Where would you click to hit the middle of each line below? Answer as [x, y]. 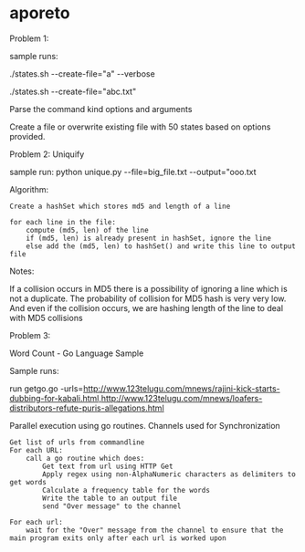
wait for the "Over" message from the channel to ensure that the [155, 530]
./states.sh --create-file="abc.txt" [73, 91]
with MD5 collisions [47, 318]
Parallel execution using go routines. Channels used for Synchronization [145, 425]
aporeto [40, 13]
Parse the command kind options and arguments [101, 109]
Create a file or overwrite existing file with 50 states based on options [140, 127]
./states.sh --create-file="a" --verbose [82, 73]
